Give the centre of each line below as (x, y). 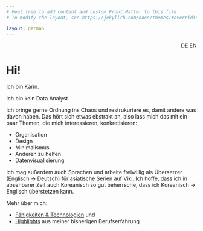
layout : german (25, 28)
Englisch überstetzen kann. (40, 192)
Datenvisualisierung (40, 160)
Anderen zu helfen (38, 154)
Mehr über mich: (27, 203)
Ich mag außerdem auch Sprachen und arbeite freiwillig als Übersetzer (94, 172)
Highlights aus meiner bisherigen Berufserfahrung (77, 221)
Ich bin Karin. (23, 87)
